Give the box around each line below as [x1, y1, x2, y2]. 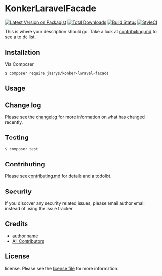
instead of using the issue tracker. [5, 206, 74, 212]
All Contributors [12, 238, 44, 244]
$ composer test [5, 146, 38, 151]
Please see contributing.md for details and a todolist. [5, 173, 112, 179]
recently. [5, 119, 23, 125]
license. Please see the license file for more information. [5, 265, 119, 271]
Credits [5, 220, 28, 228]
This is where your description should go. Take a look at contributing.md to [5, 28, 157, 34]
